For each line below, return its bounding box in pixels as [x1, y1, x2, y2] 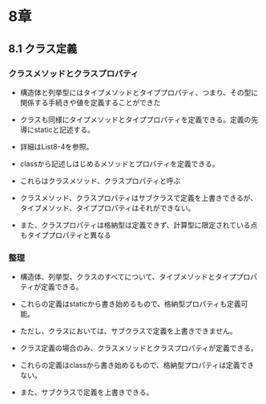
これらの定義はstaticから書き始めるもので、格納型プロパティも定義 [19, 299, 242, 309]
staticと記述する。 [34, 124, 95, 134]
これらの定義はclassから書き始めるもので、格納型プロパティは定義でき [19, 361, 255, 370]
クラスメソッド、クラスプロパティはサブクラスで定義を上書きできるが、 [19, 193, 258, 202]
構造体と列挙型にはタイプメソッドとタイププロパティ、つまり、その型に [19, 88, 259, 97]
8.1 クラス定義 [8, 42, 78, 55]
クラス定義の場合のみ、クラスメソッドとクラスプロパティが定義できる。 [19, 343, 258, 353]
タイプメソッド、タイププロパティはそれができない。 [19, 202, 195, 213]
